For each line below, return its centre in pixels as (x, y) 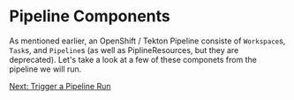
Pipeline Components (90, 16)
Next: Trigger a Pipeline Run (60, 86)
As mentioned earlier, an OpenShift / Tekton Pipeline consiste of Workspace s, (147, 41)
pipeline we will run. (45, 69)
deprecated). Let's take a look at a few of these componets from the (133, 59)
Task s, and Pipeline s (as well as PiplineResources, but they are (124, 50)
